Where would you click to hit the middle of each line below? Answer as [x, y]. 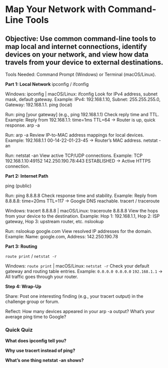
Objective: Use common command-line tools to [81, 39]
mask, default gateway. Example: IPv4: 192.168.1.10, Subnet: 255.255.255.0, [83, 99]
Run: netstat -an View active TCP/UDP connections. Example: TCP [74, 155]
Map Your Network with [56, 9]
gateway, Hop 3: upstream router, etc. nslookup [55, 221]
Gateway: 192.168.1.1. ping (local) [39, 105]
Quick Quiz [19, 330]
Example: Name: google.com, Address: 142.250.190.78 [62, 236]
